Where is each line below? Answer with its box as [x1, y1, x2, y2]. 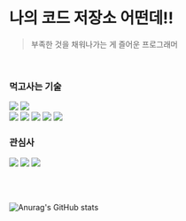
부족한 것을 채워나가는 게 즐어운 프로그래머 [30, 39, 179, 50]
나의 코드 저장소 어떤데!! [9, 8, 174, 28]
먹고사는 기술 [9, 80, 62, 93]
